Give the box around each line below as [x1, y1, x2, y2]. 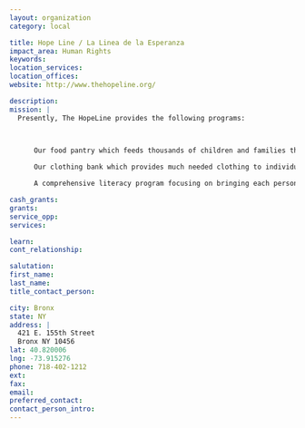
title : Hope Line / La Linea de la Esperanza [9, 38, 184, 47]
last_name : [9, 278, 51, 287]
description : [9, 96, 59, 105]
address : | [9, 320, 51, 329]
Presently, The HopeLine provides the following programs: [17, 113, 246, 122]
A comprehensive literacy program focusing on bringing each [33, 179, 271, 189]
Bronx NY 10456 [17, 337, 75, 346]
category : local [9, 22, 71, 31]
